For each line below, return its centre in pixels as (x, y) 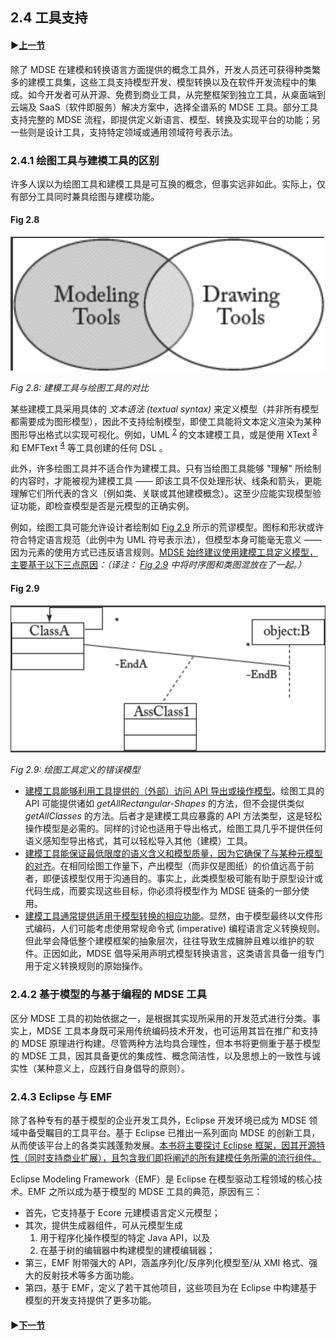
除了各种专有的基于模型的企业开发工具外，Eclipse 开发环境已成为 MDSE (158, 1120)
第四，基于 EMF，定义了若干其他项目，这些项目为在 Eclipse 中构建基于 (171, 1287)
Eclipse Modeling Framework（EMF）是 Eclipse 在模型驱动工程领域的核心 (162, 1179)
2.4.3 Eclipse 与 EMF (61, 1096)
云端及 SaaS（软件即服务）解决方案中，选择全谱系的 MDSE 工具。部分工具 (164, 107)
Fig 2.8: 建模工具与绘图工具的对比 (80, 388)
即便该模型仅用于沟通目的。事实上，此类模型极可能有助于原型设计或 (182, 879)
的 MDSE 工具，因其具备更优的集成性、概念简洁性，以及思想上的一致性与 (161, 1055)
